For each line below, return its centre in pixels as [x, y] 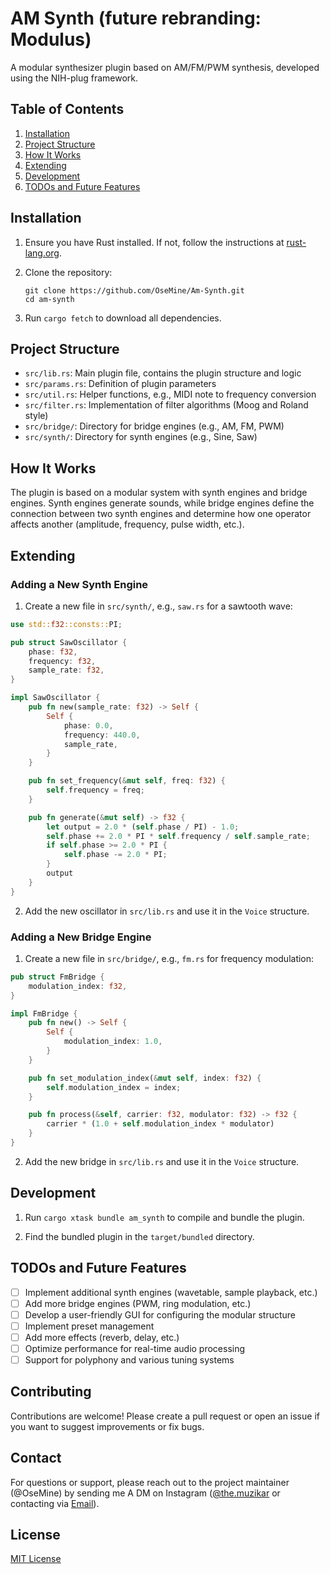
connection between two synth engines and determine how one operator [161, 514]
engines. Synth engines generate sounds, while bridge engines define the [162, 503]
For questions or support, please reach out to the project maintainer [150, 1482]
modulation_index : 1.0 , [113, 1042]
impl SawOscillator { [55, 698]
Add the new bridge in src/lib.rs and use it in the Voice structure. [162, 1161]
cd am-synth [49, 299]
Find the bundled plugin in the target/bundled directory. [139, 1236]
